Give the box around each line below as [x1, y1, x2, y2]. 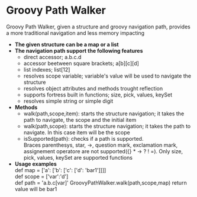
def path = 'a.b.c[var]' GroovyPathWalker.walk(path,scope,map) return [14, 179, 188, 186]
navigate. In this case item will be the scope [23, 128, 130, 136]
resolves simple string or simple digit [23, 97, 114, 104]
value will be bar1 [14, 185, 57, 192]
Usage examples [14, 160, 57, 167]
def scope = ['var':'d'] [14, 173, 69, 180]
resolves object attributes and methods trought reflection [23, 85, 163, 92]
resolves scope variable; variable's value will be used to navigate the [23, 72, 191, 79]
